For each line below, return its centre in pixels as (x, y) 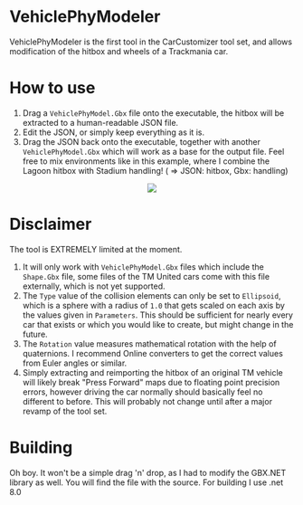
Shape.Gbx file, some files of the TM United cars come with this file (146, 276)
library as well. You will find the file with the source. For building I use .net (147, 482)
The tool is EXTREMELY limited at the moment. (96, 249)
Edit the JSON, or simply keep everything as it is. (114, 132)
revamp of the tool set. (65, 411)
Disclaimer (51, 224)
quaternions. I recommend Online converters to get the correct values (152, 353)
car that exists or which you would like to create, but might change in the (158, 324)
